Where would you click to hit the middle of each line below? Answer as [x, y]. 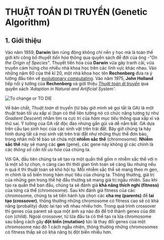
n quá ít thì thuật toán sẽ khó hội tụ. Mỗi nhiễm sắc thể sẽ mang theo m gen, [82, 169]
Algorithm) [28, 22]
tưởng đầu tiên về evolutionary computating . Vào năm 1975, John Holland [79, 78]
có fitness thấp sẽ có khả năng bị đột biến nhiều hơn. [59, 232]
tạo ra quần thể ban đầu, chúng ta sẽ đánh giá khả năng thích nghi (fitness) [82, 185]
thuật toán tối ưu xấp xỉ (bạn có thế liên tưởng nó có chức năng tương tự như [82, 113]
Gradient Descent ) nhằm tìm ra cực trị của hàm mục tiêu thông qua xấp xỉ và [82, 118]
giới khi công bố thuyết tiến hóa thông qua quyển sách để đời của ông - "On [81, 57]
